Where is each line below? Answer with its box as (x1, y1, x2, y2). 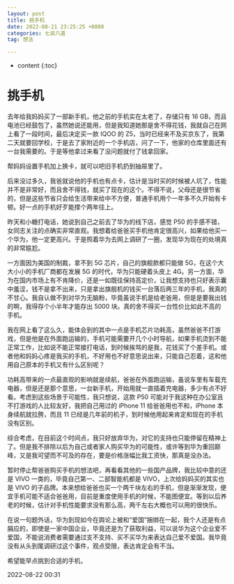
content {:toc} (17, 61, 58, 70)
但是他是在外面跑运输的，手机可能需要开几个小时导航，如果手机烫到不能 (19, 335, 227, 343)
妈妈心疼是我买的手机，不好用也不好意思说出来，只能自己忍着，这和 (25, 352, 221, 360)
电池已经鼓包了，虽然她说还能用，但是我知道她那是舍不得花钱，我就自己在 (7, 121, 221, 130)
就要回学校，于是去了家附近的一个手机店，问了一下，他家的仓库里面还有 (19, 139, 227, 147)
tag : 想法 (7, 36, 33, 43)
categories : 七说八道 (7, 29, 66, 37)
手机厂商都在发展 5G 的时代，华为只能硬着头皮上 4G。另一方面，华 (31, 268, 225, 276)
